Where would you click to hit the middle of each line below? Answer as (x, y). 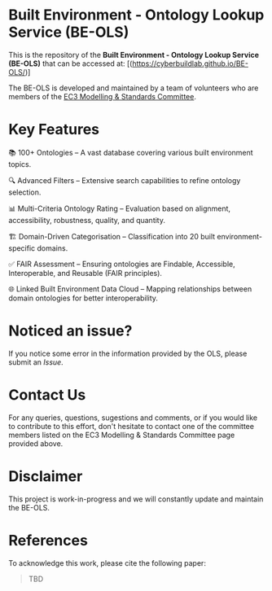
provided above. (36, 443)
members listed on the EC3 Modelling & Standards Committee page (122, 435)
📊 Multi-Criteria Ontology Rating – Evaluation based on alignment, (119, 208)
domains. (53, 248)
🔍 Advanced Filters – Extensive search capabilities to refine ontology (125, 180)
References (48, 540)
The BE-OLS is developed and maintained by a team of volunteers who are (134, 88)
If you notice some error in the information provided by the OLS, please (128, 353)
